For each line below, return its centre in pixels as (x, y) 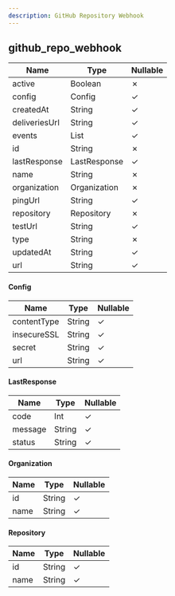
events (25, 136)
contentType (36, 322)
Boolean (86, 84)
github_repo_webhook (65, 48)
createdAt (31, 110)
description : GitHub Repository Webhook (76, 16)
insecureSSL (36, 334)
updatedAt (32, 252)
